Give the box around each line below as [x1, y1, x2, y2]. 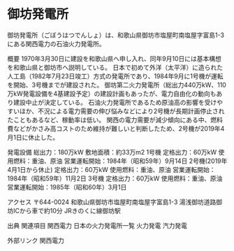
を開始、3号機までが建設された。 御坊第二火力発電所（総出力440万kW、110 [7, 80, 227, 89]
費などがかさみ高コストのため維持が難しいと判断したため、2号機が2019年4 [7, 124, 225, 133]
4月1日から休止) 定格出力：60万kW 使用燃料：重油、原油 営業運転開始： [7, 165, 216, 173]
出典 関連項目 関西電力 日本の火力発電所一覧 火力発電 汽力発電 [7, 221, 187, 229]
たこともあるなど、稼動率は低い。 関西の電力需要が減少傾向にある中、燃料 [7, 115, 224, 124]
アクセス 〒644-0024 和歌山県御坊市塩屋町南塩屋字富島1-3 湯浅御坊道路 [7, 197, 217, 206]
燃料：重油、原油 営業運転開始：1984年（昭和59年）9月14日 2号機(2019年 [13, 157, 228, 165]
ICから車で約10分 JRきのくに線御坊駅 [13, 206, 121, 215]
